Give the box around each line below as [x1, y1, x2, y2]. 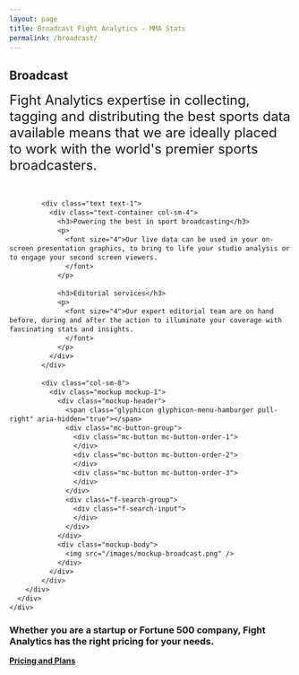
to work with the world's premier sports [9, 140, 259, 158]
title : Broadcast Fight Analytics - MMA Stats [9, 23, 186, 33]
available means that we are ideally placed [9, 124, 278, 142]
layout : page [9, 14, 58, 23]
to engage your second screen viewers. [9, 253, 158, 262]
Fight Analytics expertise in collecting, [9, 92, 251, 110]
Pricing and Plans [9, 655, 76, 666]
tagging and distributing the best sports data [9, 108, 291, 126]
